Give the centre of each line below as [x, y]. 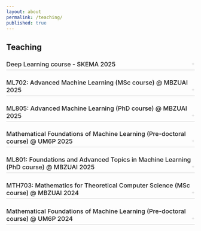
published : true [26, 23]
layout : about [24, 12]
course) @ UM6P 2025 [39, 141]
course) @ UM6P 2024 [39, 219]
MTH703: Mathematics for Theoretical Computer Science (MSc [98, 186]
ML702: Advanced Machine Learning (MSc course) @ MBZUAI [97, 83]
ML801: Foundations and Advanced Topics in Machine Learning [99, 160]
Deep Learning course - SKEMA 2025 [61, 64]
